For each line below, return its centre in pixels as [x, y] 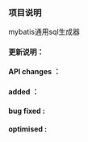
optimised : [27, 129]
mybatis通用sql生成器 [44, 32]
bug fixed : [27, 111]
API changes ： [34, 72]
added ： [24, 92]
